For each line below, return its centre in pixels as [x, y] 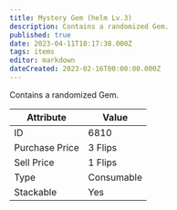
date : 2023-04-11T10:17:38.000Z [71, 43]
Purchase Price [47, 147]
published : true [40, 35]
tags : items [32, 52]
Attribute [47, 117]
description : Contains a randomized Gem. [89, 26]
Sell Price [34, 163]
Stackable [36, 192]
